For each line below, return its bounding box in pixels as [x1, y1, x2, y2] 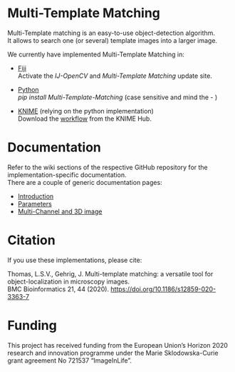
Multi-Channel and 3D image [17, 207, 103, 216]
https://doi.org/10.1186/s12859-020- [110, 284, 216, 293]
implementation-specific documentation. [7, 170, 127, 179]
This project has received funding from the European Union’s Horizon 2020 [7, 341, 228, 349]
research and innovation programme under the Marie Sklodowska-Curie [7, 348, 219, 357]
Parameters [17, 199, 52, 208]
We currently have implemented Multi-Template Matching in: [7, 50, 185, 59]
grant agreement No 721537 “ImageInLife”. [7, 356, 132, 365]
